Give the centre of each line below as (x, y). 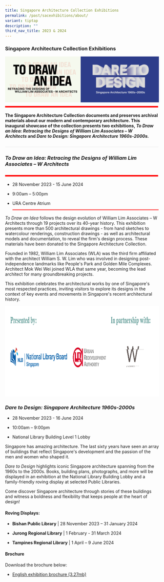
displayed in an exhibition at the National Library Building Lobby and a (75, 477)
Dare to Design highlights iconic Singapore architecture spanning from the (80, 466)
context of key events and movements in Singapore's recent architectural (79, 294)
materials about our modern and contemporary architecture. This (73, 120)
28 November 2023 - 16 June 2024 (48, 418)
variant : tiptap (21, 21)
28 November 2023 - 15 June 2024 (48, 184)
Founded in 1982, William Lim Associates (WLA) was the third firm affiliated (81, 253)
